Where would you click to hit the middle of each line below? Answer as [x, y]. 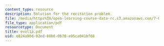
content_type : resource [29, 9]
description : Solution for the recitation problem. [59, 14]
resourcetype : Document [29, 27]
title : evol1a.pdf [24, 32]
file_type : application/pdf [34, 23]
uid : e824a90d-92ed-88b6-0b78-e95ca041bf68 [50, 36]
